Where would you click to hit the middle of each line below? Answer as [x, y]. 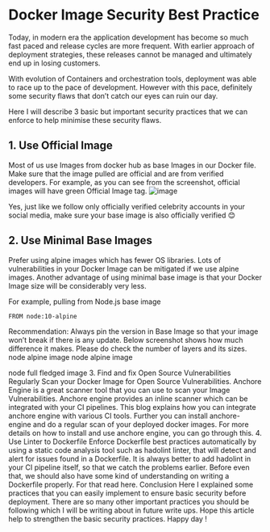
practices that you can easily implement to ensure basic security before [127, 493]
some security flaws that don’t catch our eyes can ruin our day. [113, 95]
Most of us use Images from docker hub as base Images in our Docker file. [132, 165]
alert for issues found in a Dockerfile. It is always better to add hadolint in [130, 458]
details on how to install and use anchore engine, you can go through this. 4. [135, 433]
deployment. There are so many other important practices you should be [129, 501]
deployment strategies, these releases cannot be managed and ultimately [130, 54]
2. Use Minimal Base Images [81, 241]
